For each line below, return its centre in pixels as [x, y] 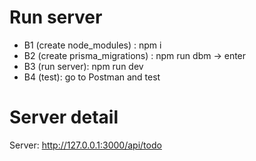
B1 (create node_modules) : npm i [92, 45]
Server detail [64, 117]
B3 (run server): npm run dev [83, 66]
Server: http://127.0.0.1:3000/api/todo [85, 145]
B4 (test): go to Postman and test [92, 77]
